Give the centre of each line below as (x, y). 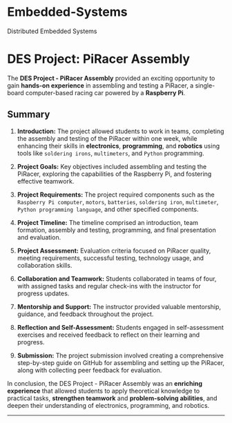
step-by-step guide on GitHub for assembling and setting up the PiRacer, (121, 362)
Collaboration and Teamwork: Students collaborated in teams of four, (117, 278)
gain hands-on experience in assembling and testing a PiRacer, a (100, 85)
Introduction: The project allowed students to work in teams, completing (120, 131)
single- (205, 85)
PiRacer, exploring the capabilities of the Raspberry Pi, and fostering (114, 174)
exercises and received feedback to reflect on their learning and (108, 335)
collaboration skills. (45, 265)
